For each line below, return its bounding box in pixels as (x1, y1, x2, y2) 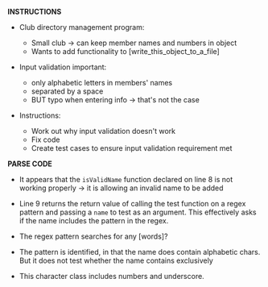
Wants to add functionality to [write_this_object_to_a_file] (31, 47, 221, 56)
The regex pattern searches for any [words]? (19, 231, 168, 241)
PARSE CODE (7, 159, 53, 168)
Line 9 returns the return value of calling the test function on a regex (19, 199, 246, 208)
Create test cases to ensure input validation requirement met (31, 143, 233, 152)
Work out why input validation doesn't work (31, 127, 176, 135)
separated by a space (31, 86, 104, 96)
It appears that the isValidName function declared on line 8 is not (19, 175, 233, 184)
